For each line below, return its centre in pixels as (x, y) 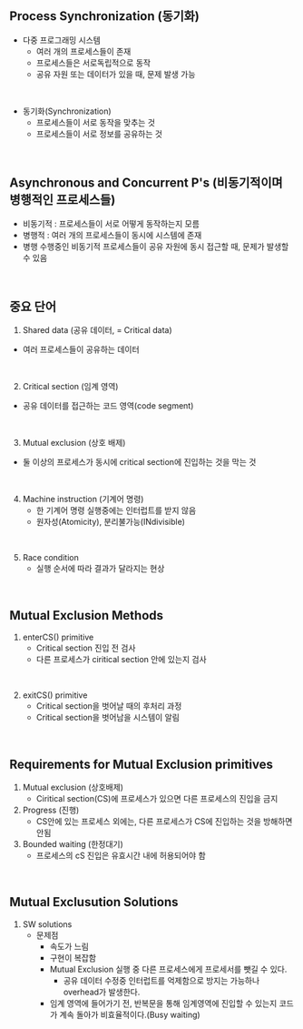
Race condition (50, 558)
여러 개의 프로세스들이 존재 (83, 51)
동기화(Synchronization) (67, 111)
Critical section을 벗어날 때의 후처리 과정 (109, 706)
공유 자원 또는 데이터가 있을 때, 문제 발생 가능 (116, 74)
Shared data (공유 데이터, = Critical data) (97, 330)
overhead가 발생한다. (102, 992)
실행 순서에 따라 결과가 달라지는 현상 (100, 569)
